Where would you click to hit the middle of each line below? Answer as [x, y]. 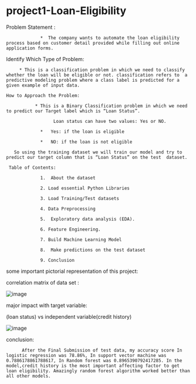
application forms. [30, 48]
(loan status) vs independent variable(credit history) [69, 316]
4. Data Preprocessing [68, 209]
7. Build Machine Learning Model [81, 239]
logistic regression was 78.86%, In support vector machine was [86, 355]
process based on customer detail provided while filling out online [93, 43]
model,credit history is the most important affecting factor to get [93, 366]
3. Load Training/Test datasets [80, 198]
